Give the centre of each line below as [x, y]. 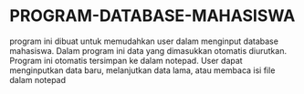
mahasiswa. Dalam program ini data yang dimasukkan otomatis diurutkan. [148, 50]
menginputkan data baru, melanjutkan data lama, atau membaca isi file [142, 70]
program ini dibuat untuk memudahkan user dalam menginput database [144, 41]
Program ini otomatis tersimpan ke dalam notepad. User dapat [126, 60]
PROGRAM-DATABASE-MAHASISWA [152, 16]
